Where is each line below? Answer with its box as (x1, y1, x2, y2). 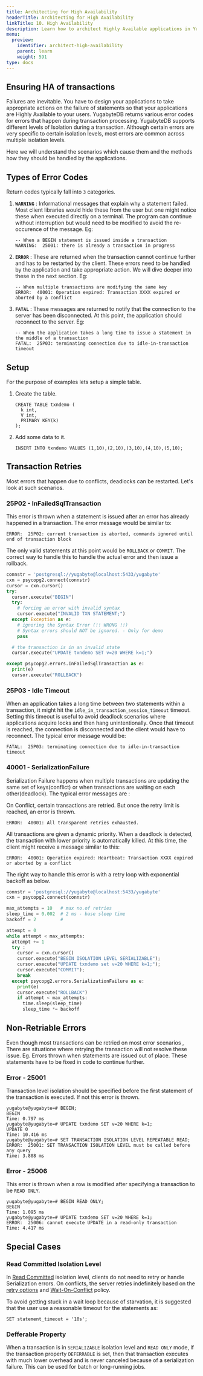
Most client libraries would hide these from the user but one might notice (14, 206, 196, 214)
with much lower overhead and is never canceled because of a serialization (6, 1357, 195, 1364)
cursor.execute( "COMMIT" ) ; (17, 967, 85, 973)
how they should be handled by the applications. (6, 155, 127, 162)
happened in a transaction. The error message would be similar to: (6, 520, 172, 527)
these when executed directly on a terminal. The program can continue (14, 213, 192, 220)
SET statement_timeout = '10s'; (6, 1316, 88, 1322)
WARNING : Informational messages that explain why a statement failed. (14, 200, 188, 207)
